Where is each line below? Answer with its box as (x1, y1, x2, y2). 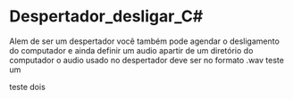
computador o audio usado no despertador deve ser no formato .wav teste (9, 54, 284, 65)
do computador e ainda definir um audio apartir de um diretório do (9, 45, 254, 55)
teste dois (9, 81, 46, 92)
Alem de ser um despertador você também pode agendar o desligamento (9, 36, 280, 46)
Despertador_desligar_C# (9, 6, 204, 27)
